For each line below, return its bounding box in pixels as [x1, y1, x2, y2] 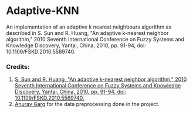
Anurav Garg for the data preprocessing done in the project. [14, 101, 160, 108]
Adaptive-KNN [6, 4, 79, 17]
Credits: [6, 62, 30, 70]
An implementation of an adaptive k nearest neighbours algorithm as [6, 23, 172, 30]
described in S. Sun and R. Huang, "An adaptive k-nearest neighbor [6, 29, 169, 36]
